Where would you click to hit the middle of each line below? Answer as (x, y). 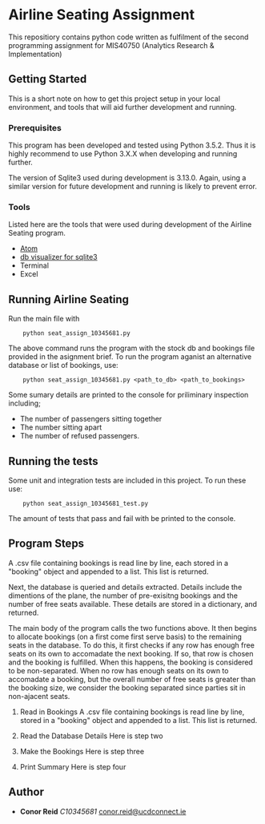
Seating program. (37, 233)
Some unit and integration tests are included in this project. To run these (127, 480)
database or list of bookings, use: (63, 366)
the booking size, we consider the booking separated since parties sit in (127, 688)
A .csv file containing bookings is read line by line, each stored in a (118, 563)
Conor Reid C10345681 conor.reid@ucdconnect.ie (103, 811)
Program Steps (46, 544)
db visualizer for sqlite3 (58, 257)
